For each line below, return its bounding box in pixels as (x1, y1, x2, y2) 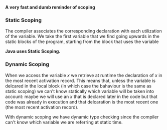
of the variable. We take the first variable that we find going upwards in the (5, 33, 159, 39)
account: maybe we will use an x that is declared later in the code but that (5, 93, 158, 99)
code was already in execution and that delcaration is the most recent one (5, 98, 158, 104)
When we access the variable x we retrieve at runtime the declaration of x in (5, 72, 162, 78)
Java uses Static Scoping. (5, 48, 61, 54)
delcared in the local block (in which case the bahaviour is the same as (5, 82, 152, 89)
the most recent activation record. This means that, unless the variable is (5, 77, 156, 83)
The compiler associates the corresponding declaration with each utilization (5, 28, 162, 34)
